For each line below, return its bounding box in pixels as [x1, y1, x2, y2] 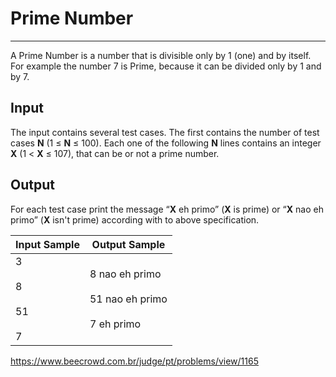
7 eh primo [89, 317, 142, 331]
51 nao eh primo [89, 292, 168, 306]
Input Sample [15, 237, 80, 251]
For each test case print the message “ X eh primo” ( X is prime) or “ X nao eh [10, 203, 324, 215]
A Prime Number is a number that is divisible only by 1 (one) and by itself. [10, 49, 312, 61]
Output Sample [91, 237, 166, 251]
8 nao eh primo [89, 267, 162, 281]
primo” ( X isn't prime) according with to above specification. [10, 213, 260, 226]
